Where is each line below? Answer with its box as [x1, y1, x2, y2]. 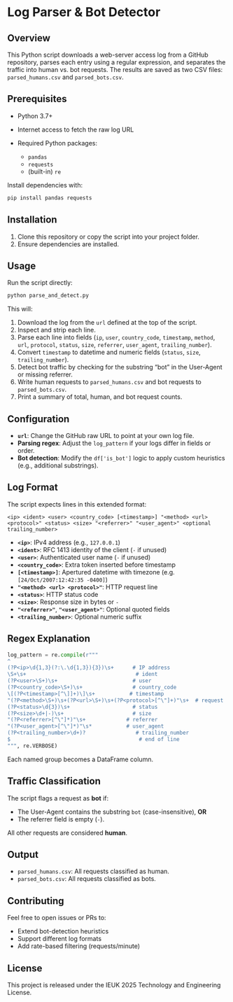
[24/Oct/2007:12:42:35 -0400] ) [17, 575, 108, 584]
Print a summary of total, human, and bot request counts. [17, 393, 183, 401]
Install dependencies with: [7, 181, 83, 189]
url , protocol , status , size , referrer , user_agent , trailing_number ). [17, 341, 212, 349]
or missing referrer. [17, 370, 73, 379]
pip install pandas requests [7, 194, 92, 202]
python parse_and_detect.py [7, 292, 90, 299]
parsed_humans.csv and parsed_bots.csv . [7, 73, 124, 81]
